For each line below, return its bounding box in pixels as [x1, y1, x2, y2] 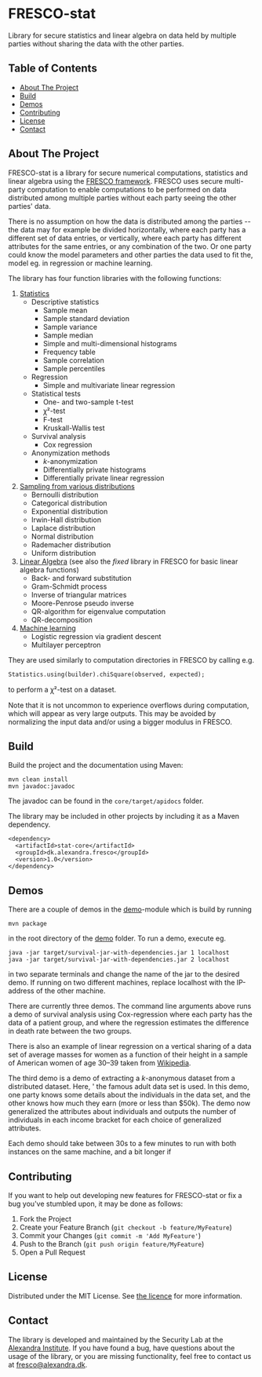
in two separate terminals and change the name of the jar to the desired [8, 970, 240, 979]
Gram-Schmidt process [31, 582, 107, 591]
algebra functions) [19, 564, 80, 574]
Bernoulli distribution [31, 490, 99, 499]
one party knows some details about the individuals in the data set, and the [8, 1090, 251, 1100]
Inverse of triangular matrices [31, 590, 127, 599]
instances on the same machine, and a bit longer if [8, 1147, 172, 1156]
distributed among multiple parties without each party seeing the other [8, 193, 237, 203]
